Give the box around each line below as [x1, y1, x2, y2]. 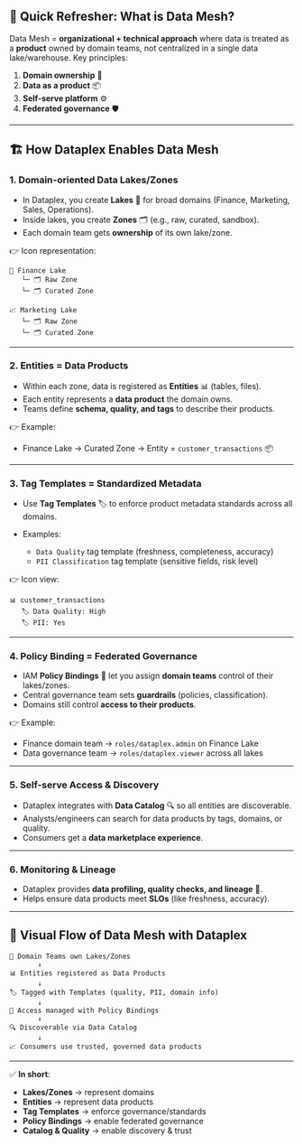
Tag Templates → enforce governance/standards [22, 1105, 207, 1116]
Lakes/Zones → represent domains [22, 1086, 155, 1097]
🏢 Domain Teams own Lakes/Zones [9, 952, 131, 961]
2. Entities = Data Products [9, 359, 129, 372]
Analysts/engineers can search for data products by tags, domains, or [22, 813, 283, 824]
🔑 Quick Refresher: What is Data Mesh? [9, 9, 235, 24]
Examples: [22, 529, 61, 540]
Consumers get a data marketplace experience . [22, 832, 204, 842]
